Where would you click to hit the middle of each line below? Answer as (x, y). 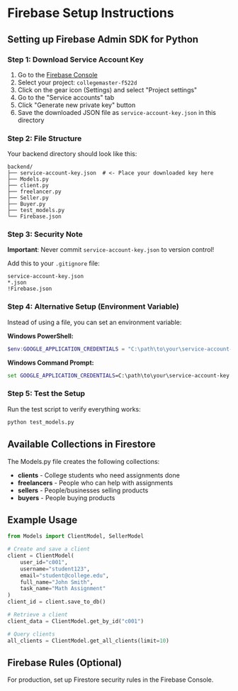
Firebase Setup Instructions (91, 13)
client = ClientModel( (41, 556)
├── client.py (28, 186)
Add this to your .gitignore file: (54, 263)
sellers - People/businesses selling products (83, 490)
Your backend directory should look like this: (72, 154)
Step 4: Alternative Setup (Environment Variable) (93, 306)
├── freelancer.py (34, 192)
